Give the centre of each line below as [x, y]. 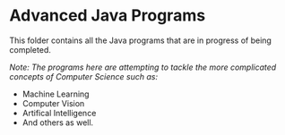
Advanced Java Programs [108, 16]
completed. [30, 49]
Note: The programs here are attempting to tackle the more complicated [143, 67]
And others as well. [58, 122]
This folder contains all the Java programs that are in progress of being [140, 40]
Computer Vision [53, 103]
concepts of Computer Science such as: [84, 76]
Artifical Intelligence [59, 113]
